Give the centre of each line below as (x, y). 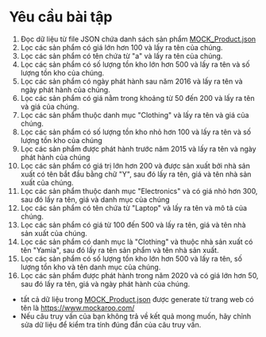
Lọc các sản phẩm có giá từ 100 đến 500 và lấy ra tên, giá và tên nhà (133, 225)
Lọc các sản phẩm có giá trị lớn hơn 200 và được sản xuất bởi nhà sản (135, 165)
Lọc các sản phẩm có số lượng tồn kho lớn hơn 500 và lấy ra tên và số (135, 64)
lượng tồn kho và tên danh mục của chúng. (91, 267)
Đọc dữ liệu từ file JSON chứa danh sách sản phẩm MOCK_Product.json (138, 39)
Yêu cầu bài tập (61, 17)
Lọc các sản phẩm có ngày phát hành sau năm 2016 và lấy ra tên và (131, 81)
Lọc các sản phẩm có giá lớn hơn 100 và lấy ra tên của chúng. (121, 47)
